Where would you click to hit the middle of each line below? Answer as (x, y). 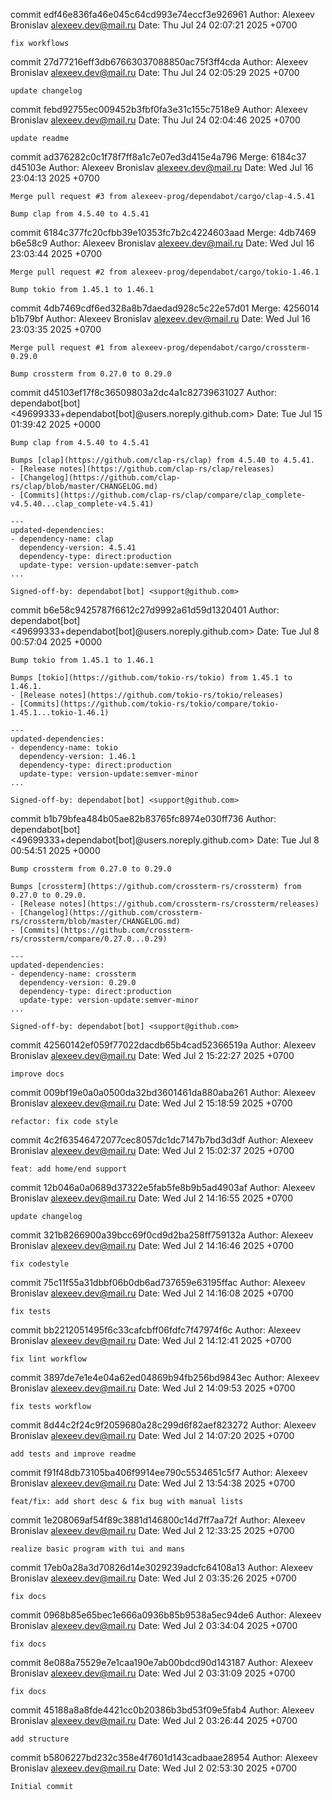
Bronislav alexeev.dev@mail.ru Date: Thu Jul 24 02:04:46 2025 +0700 (155, 120)
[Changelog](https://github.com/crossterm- (111, 913)
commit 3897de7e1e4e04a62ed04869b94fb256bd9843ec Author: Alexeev (165, 1377)
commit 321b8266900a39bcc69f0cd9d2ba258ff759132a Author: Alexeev (162, 1235)
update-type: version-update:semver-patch (109, 565)
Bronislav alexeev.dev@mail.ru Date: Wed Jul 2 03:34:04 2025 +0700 (154, 1625)
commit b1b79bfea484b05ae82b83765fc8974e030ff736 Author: (143, 818)
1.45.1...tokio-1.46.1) (60, 713)
